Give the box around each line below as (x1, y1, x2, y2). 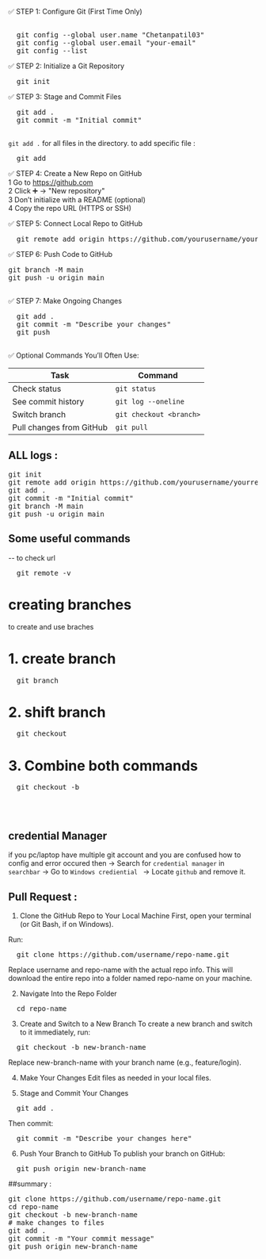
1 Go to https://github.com (8, 178, 93, 187)
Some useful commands (8, 532, 131, 545)
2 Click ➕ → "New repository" (8, 186, 105, 195)
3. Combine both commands (8, 756, 199, 775)
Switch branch (12, 409, 66, 419)
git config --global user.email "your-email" (16, 39, 196, 47)
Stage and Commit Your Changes (19, 1089, 129, 1097)
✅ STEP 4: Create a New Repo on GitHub (8, 169, 142, 178)
